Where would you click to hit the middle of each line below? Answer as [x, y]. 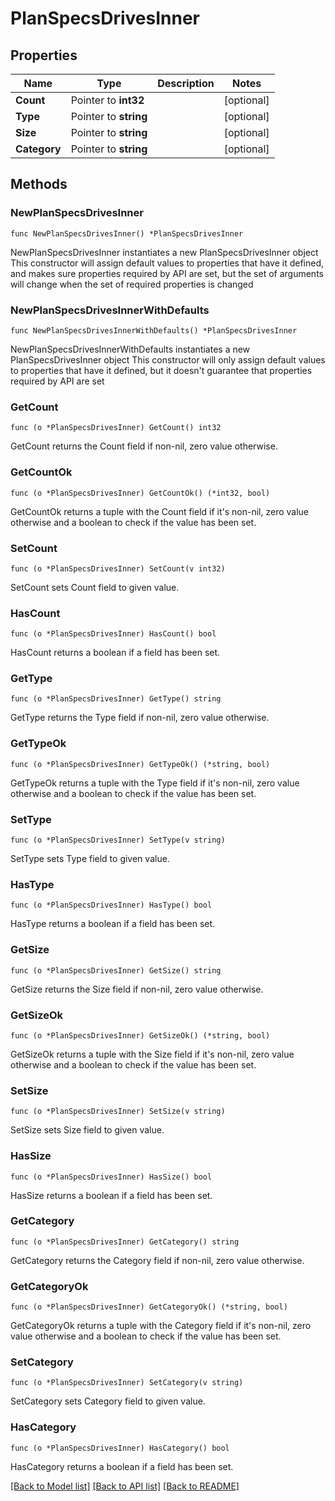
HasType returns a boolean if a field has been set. [113, 924]
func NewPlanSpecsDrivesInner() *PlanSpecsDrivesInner [127, 233]
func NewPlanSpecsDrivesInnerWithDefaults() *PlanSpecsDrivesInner [154, 330]
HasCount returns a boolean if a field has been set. [115, 653]
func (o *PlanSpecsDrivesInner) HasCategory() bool [120, 1448]
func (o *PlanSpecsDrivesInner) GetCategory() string [125, 1242]
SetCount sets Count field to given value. [95, 587]
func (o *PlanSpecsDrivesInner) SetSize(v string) [118, 1112]
